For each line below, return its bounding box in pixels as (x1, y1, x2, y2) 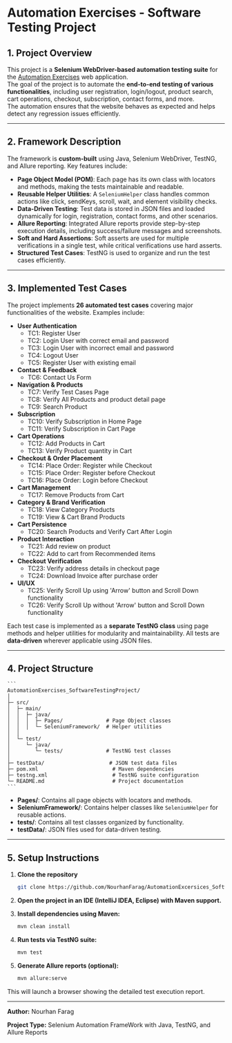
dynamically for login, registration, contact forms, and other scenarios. (17, 212, 218, 220)
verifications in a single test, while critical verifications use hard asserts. (17, 241, 222, 250)
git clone (17, 884, 46, 891)
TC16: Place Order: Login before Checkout (27, 476, 148, 484)
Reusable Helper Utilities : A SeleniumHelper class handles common (17, 190, 209, 198)
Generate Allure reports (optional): (17, 961, 119, 970)
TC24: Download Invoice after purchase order (27, 571, 158, 580)
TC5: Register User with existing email (27, 358, 136, 367)
